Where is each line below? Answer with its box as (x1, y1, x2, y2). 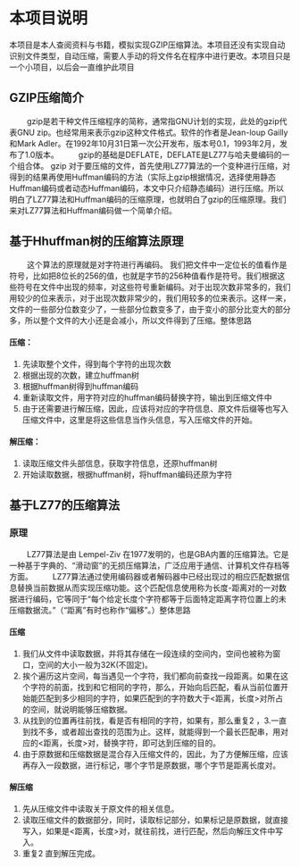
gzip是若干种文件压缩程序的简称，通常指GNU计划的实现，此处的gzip (26, 115, 279, 126)
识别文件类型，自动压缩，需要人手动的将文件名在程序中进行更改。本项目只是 (9, 50, 291, 61)
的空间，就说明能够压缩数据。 (21, 704, 132, 714)
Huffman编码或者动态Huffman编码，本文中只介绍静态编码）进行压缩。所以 (9, 182, 284, 193)
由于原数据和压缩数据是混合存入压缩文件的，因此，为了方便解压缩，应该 (21, 748, 288, 759)
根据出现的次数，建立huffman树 (21, 370, 140, 380)
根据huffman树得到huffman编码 (21, 380, 139, 391)
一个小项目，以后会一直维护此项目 (9, 62, 135, 72)
